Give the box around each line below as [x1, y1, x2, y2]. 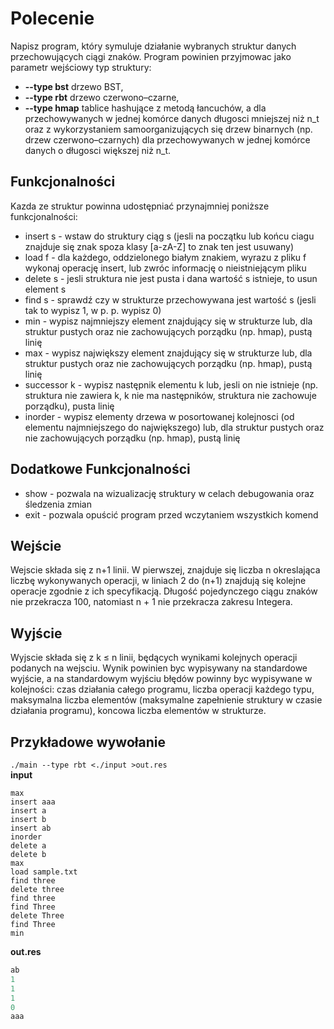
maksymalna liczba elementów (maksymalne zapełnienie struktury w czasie [10, 694, 323, 706]
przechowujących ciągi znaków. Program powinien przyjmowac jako [10, 50, 292, 62]
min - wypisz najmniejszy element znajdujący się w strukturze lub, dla [24, 315, 313, 327]
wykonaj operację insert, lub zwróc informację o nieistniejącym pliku [24, 262, 307, 274]
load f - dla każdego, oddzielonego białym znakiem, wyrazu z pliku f [24, 251, 307, 263]
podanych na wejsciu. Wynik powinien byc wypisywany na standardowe [10, 662, 308, 674]
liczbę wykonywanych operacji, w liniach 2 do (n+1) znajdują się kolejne [10, 575, 307, 587]
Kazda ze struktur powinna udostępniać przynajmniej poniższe [10, 200, 270, 212]
